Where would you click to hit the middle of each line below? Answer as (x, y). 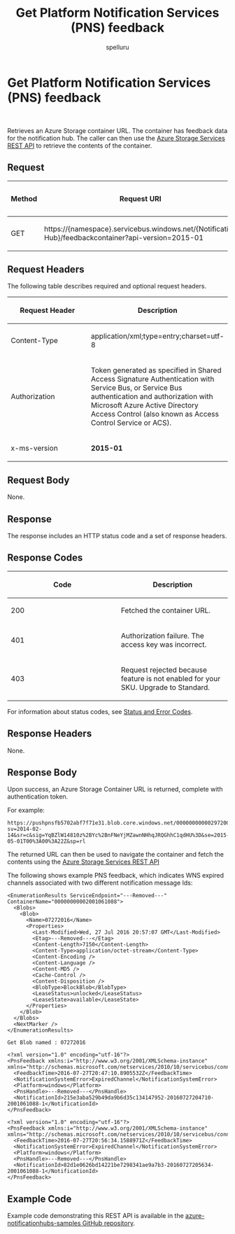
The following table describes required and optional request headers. (107, 286)
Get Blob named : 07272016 (47, 1043)
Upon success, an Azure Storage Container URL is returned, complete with (115, 790)
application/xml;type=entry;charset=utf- (157, 336)
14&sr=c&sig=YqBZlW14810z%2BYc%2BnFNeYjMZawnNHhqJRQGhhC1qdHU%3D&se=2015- (119, 835)
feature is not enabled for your (171, 678)
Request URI (140, 199)
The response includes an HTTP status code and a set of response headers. (117, 535)
